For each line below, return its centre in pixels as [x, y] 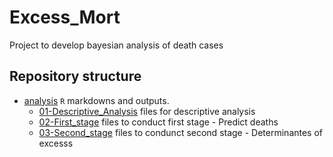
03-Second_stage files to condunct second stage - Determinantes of [181, 132]
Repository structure [75, 76]
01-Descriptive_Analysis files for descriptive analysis [147, 111]
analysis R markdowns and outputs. [96, 100]
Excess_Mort [65, 17]
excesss [56, 143]
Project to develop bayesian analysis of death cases [116, 45]
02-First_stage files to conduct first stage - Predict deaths [158, 122]
